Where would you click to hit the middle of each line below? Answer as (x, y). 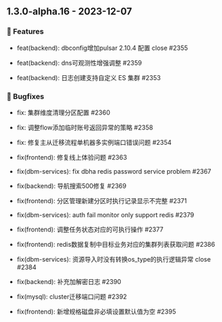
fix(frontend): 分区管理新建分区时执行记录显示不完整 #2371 (102, 200)
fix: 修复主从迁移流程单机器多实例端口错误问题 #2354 (94, 142)
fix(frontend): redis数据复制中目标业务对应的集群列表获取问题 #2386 (116, 244)
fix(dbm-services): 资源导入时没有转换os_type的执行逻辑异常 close (114, 259)
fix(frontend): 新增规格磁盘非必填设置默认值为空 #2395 (96, 311)
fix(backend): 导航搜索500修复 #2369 (72, 186)
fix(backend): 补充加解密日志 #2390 (69, 281)
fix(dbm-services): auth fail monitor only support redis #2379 (105, 214)
